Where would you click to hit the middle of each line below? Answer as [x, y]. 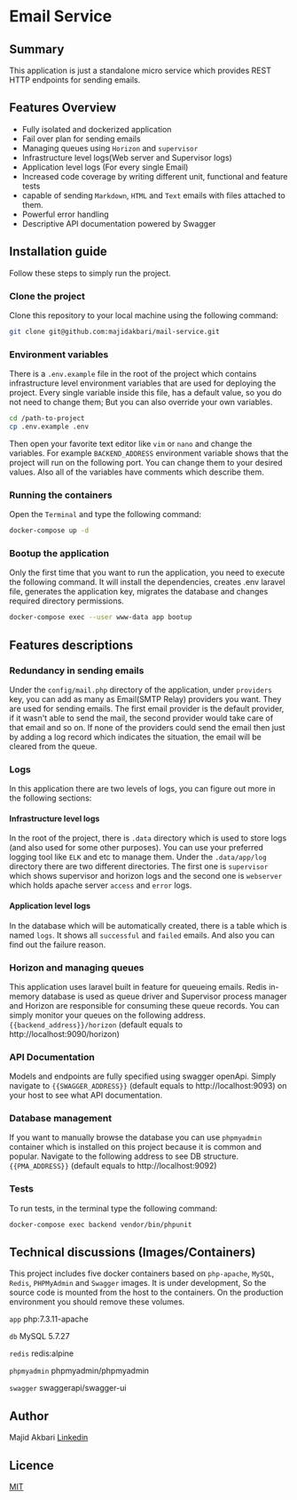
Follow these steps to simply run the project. [90, 273]
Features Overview [63, 108]
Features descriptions [71, 645]
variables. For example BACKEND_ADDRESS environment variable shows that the [149, 453]
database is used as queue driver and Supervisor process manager [164, 996]
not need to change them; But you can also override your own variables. [141, 403]
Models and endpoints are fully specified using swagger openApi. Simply [143, 1076]
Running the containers [61, 495]
